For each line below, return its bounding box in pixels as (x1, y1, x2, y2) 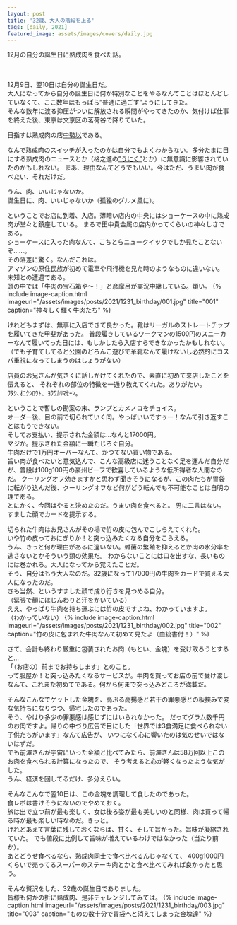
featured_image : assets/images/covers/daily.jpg (7, 30, 153, 37)
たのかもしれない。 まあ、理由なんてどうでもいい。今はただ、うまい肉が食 (7, 163, 225, 172)
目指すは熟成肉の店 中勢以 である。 (7, 131, 107, 139)
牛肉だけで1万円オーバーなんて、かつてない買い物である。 (7, 448, 176, 457)
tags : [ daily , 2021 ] (7, 23, 68, 30)
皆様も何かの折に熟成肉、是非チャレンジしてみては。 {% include (7, 893, 195, 902)
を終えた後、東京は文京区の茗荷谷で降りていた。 (7, 116, 150, 124)
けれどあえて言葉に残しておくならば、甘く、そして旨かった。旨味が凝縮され (7, 825, 229, 834)
